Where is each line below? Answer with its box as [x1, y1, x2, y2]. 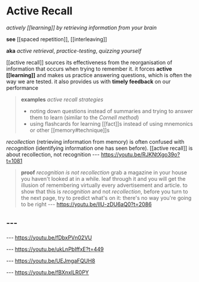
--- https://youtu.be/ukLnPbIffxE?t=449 [6, 245, 104, 253]
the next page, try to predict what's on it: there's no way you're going [20, 194, 192, 201]
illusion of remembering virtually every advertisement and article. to [20, 181, 188, 189]
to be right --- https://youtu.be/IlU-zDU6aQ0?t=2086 [20, 201, 152, 208]
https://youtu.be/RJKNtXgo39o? [100, 151, 180, 158]
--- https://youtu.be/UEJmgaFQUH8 [6, 257, 96, 264]
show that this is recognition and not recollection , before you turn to [20, 187, 188, 195]
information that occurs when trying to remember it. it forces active [6, 65, 172, 72]
